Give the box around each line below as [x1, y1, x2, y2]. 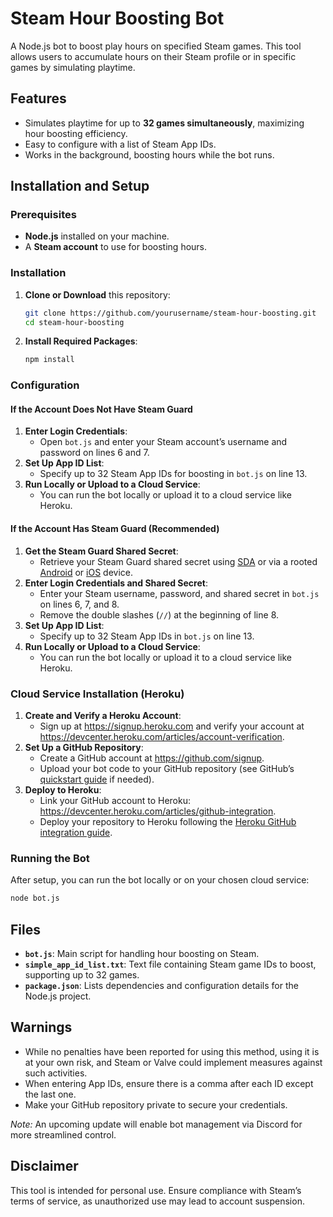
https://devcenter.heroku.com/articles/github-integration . [39, 805, 277, 817]
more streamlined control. [10, 1128, 117, 1141]
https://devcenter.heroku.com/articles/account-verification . [39, 730, 285, 742]
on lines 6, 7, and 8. [39, 598, 120, 610]
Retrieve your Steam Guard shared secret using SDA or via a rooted [39, 555, 318, 567]
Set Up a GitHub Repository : [24, 741, 144, 753]
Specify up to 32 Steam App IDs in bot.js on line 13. [39, 630, 255, 642]
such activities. [24, 1067, 88, 1079]
